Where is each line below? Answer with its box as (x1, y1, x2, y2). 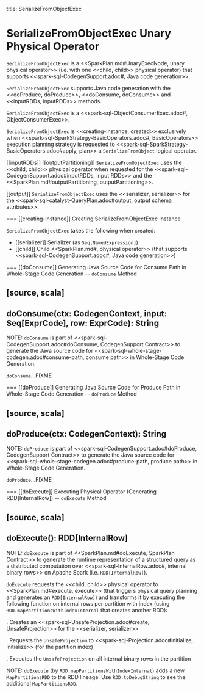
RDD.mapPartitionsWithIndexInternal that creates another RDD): (6, 606, 167, 614)
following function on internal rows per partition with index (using (6, 600, 170, 607)
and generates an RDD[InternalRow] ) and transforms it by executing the (6, 593, 185, 601)
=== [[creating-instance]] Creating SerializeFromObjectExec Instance (6, 215, 181, 222)
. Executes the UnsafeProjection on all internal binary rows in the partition (6, 655, 191, 662)
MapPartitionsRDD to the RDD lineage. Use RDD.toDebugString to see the (6, 673, 186, 680)
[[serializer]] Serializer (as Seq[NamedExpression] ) (15, 238, 139, 246)
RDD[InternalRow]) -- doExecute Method (6, 495, 107, 502)
